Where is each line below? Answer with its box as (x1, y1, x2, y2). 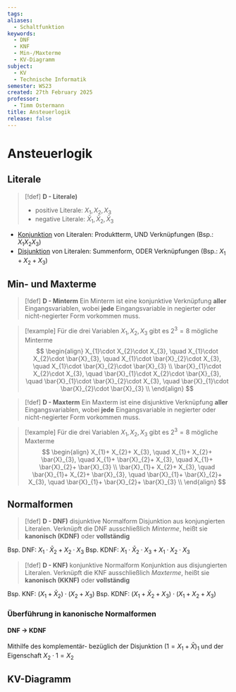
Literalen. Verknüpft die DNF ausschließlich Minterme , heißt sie (24, 524, 208, 533)
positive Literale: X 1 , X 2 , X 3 (35, 206, 112, 216)
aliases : (7, 17, 33, 24)
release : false (7, 115, 52, 122)
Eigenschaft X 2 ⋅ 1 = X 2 (7, 651, 74, 661)
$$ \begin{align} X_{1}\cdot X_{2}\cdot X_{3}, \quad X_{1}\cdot (36, 347, 218, 355)
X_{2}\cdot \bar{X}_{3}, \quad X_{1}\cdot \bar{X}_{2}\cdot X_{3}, (32, 354, 222, 363)
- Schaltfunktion (13, 23, 65, 30)
